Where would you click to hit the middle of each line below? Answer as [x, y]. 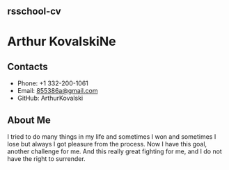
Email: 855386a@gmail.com [57, 91]
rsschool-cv [34, 11]
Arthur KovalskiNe [62, 41]
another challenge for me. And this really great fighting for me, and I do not [115, 151]
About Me [29, 120]
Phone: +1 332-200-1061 [53, 83]
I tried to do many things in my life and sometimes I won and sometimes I [112, 137]
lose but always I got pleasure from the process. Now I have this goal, [107, 144]
